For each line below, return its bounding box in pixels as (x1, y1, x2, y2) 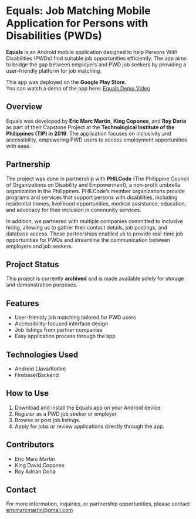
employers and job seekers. (6, 242, 73, 250)
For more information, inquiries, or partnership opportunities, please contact (6, 500, 190, 507)
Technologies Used (6, 349, 78, 359)
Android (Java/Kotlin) (14, 365, 66, 372)
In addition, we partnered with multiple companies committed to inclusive (6, 217, 183, 224)
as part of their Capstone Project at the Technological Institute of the (6, 123, 175, 130)
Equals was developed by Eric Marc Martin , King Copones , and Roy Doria (6, 117, 187, 124)
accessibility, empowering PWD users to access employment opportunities (6, 136, 187, 143)
